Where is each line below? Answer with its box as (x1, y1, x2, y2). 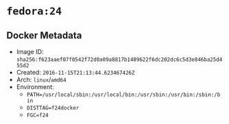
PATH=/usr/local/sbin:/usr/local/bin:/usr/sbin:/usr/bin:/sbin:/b (26, 91, 221, 98)
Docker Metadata (6, 29, 82, 41)
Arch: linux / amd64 (16, 75, 67, 84)
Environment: (16, 83, 54, 90)
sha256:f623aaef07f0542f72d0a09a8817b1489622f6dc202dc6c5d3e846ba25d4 (16, 56, 223, 63)
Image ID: (16, 48, 44, 55)
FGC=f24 (26, 112, 49, 119)
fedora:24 (6, 5, 62, 18)
